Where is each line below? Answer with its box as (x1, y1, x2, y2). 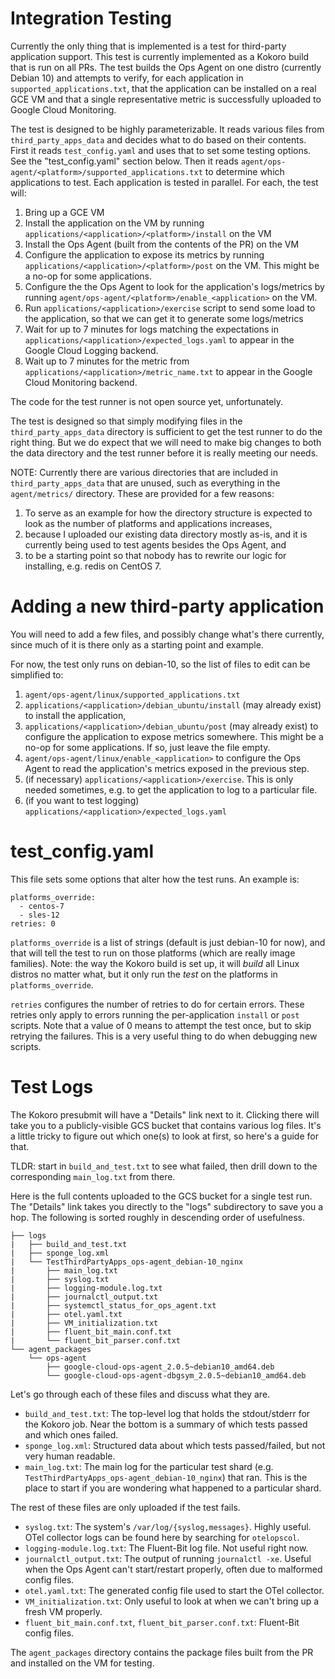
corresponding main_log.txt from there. (10, 1170, 176, 1182)
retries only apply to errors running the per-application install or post (10, 1008, 300, 1021)
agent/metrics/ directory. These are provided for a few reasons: (10, 487, 275, 499)
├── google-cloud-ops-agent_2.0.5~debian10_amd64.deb (46, 1362, 275, 1372)
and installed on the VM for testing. (10, 1657, 155, 1669)
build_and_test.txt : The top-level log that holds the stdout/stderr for (24, 1407, 311, 1419)
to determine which (204, 165, 285, 177)
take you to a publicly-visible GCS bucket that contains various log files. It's (10, 1119, 322, 1131)
